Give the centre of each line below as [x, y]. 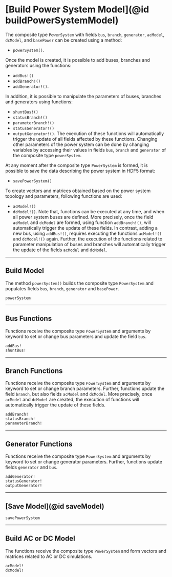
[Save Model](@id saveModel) [55, 506]
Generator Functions [39, 444]
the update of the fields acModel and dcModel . [60, 250]
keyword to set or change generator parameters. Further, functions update [84, 462]
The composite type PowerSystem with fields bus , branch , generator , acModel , [85, 34]
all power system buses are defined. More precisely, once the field [83, 217]
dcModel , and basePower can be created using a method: [64, 40]
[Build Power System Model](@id [77, 10]
